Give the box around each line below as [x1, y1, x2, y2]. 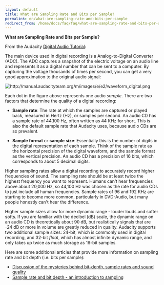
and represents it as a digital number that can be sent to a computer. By [5, 64, 149, 69]
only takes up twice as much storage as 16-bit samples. [5, 240, 117, 246]
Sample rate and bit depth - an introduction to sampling [12, 274, 123, 280]
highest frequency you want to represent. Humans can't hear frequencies [5, 178, 153, 184]
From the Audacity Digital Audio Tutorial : [5, 44, 86, 49]
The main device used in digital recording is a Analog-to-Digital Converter [5, 53, 154, 59]
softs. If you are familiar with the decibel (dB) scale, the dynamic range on [5, 214, 154, 220]
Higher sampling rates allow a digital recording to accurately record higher [5, 168, 155, 174]
